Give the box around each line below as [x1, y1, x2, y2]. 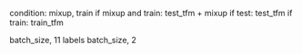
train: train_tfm [9, 17, 64, 28]
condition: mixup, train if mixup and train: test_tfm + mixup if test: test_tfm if [9, 8, 293, 18]
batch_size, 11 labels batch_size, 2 [9, 35, 136, 45]
